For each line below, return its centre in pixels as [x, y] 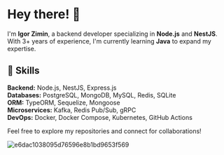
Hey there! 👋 [44, 14]
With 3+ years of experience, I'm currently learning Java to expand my [109, 41]
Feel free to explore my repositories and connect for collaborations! [104, 131]
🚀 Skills [23, 70]
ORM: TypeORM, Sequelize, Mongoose [64, 102]
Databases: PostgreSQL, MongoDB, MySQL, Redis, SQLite [92, 95]
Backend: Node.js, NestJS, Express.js [62, 88]
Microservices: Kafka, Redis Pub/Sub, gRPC [72, 110]
